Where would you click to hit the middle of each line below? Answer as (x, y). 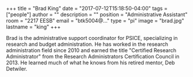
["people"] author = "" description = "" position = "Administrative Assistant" (97, 14)
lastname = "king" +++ (34, 27)
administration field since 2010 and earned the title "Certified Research (91, 50)
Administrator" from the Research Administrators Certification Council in (93, 56)
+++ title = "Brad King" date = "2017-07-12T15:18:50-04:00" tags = (87, 8)
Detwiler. (17, 69)
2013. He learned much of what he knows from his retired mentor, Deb (90, 63)
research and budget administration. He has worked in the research (87, 44)
